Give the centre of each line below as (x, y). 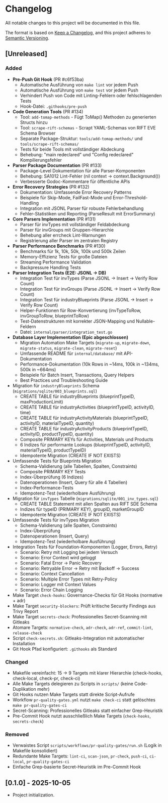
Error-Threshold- (130, 197)
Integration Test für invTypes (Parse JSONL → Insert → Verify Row (89, 278)
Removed (17, 734)
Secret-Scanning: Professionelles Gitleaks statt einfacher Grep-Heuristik (88, 710)
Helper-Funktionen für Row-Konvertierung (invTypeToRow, (81, 310)
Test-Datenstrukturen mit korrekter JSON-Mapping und (77, 321)
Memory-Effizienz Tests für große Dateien (64, 256)
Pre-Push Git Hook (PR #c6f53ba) (48, 79)
